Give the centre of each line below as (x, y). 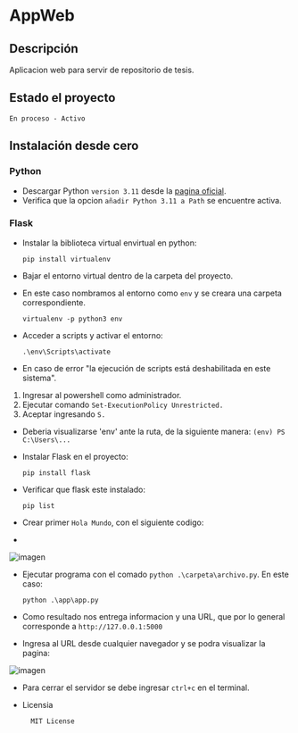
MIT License (53, 721)
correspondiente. (54, 302)
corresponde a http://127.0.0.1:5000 (92, 626)
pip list (38, 505)
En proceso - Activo (48, 118)
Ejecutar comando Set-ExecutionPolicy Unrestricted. (123, 404)
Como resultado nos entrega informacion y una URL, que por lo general (153, 616)
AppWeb (42, 16)
